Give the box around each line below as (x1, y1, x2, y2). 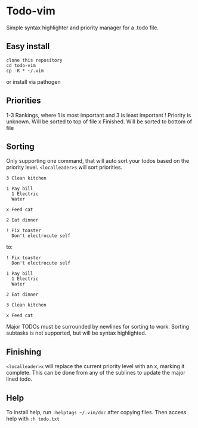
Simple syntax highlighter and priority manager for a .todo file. (6, 24, 159, 31)
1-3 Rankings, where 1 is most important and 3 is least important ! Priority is (6, 111, 191, 119)
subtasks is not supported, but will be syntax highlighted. (6, 329, 147, 336)
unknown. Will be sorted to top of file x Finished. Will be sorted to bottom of (6, 118, 193, 125)
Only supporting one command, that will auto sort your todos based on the (6, 157, 190, 165)
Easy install (6, 41, 50, 51)
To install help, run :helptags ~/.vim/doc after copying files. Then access (6, 409, 187, 415)
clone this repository (6, 57, 63, 63)
